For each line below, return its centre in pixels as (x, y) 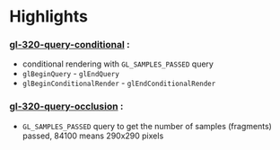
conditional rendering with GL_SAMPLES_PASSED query (118, 64)
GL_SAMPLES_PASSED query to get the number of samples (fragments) (147, 126)
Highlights (48, 17)
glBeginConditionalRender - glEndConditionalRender (119, 84)
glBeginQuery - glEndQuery (70, 74)
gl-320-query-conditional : (70, 45)
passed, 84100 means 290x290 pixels (93, 136)
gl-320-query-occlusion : (66, 107)
